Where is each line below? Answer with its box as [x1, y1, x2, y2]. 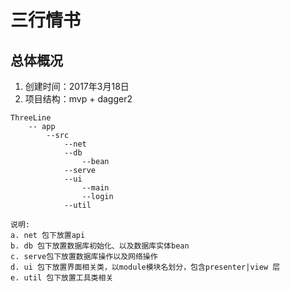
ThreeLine [10, 113, 52, 123]
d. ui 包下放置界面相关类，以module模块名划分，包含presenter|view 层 [10, 262, 281, 272]
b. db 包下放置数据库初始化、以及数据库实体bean [10, 241, 190, 251]
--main [81, 183, 110, 193]
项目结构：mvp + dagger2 [24, 93, 133, 105]
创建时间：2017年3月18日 [24, 81, 130, 92]
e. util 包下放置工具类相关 [10, 273, 114, 283]
